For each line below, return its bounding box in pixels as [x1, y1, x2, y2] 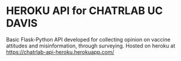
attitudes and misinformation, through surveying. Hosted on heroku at [6, 42, 176, 49]
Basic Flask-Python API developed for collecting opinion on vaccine [6, 36, 171, 43]
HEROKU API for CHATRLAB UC [6, 4, 163, 18]
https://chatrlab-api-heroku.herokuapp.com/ [6, 48, 114, 55]
